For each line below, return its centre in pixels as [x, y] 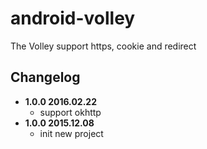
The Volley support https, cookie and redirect [103, 46]
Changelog [45, 77]
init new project [71, 133]
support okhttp [70, 112]
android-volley [73, 18]
